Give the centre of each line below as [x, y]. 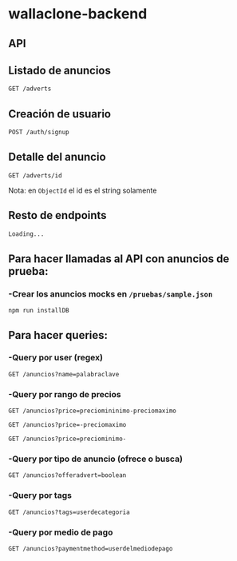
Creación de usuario [60, 114]
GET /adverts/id [35, 175]
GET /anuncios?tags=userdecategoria [69, 512]
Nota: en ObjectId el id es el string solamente [83, 190]
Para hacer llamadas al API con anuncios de [119, 259]
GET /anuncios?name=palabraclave [64, 374]
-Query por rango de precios [65, 394]
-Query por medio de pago [61, 532]
